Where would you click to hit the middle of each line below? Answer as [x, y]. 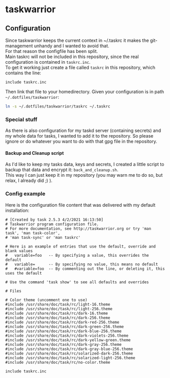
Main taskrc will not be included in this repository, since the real [72, 57]
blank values [19, 251]
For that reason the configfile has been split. [52, 51]
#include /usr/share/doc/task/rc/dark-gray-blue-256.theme [69, 349]
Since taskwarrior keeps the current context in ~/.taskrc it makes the [77, 40]
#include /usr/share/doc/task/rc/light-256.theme [59, 309]
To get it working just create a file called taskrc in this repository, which [80, 67]
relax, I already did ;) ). [29, 181]
